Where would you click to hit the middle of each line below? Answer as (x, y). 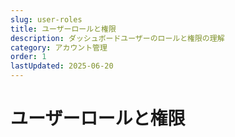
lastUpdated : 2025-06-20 (62, 66)
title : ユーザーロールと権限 (63, 29)
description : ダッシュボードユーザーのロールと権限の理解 (117, 38)
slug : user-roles (46, 19)
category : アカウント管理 (59, 47)
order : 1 (28, 57)
